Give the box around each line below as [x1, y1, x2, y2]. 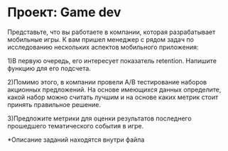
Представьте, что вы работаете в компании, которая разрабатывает [7, 28, 216, 36]
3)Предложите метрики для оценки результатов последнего [7, 114, 192, 123]
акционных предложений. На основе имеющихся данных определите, [7, 85, 222, 94]
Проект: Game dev [7, 4, 121, 21]
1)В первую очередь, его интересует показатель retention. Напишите [7, 56, 217, 65]
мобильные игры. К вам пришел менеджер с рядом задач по [7, 35, 194, 43]
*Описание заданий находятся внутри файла [7, 135, 145, 144]
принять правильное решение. [7, 100, 102, 108]
